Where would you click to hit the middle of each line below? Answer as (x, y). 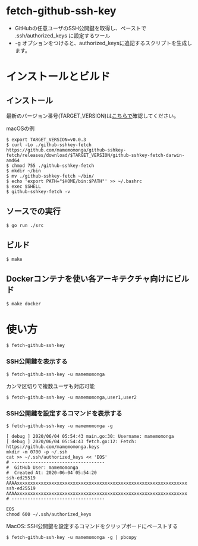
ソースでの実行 (33, 211)
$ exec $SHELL (24, 186)
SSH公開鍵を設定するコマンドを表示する (64, 413)
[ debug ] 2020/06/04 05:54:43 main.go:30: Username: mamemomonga (90, 436)
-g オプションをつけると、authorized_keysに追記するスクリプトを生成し (103, 43)
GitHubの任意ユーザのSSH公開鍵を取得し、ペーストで (81, 28)
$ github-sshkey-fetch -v (38, 191)
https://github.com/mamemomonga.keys (53, 447)
